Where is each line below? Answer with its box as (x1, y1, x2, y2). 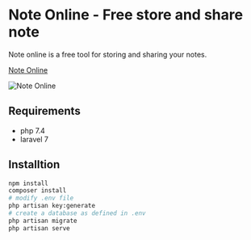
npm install (8, 179, 48, 187)
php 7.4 (19, 125, 46, 135)
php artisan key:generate (8, 202, 95, 210)
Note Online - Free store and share (8, 6, 244, 24)
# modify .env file (8, 194, 74, 203)
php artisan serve (8, 224, 70, 232)
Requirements (8, 104, 81, 118)
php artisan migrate (8, 217, 78, 225)
